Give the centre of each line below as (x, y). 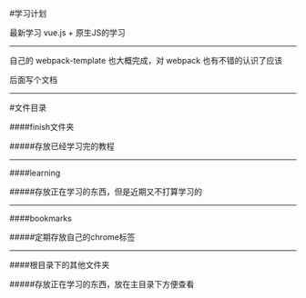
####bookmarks (41, 218)
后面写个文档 (33, 79)
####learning (35, 173)
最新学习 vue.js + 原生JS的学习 (67, 33)
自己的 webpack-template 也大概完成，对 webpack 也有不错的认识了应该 (146, 60)
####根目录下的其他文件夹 (60, 265)
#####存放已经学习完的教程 (62, 146)
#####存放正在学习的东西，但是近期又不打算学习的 (106, 192)
